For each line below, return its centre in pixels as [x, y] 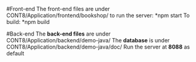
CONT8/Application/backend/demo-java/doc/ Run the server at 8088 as [98, 47]
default [15, 53]
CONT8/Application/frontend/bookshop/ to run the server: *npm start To [98, 15]
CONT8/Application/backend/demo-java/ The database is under [88, 40]
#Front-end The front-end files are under [58, 9]
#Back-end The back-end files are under [59, 34]
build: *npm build [28, 22]
